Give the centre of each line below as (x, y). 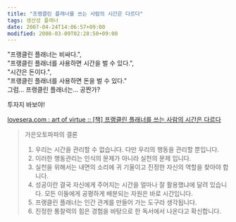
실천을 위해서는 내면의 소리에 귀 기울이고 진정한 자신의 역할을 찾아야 (128, 167)
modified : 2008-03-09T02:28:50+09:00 (63, 33)
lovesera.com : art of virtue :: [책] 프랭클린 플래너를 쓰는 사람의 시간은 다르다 (114, 120)
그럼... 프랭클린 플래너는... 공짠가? (54, 90)
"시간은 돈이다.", (30, 72)
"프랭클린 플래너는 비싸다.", (45, 54)
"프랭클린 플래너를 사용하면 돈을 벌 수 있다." (67, 81)
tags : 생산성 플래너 (33, 20)
